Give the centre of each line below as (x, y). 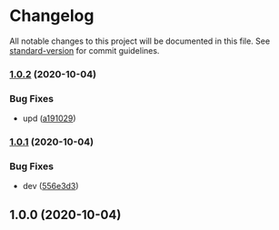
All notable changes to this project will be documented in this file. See (140, 41)
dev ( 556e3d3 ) (50, 186)
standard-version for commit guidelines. (85, 50)
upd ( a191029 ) (49, 118)
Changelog (52, 16)
